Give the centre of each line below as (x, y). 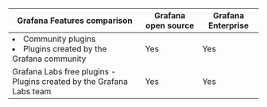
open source (170, 25)
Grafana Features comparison (75, 21)
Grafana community (49, 59)
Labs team (32, 92)
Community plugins (60, 39)
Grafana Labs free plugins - (64, 72)
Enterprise (228, 25)
